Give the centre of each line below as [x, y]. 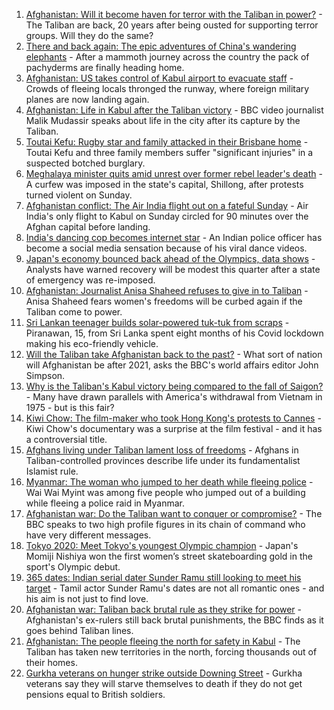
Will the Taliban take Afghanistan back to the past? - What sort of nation [174, 354]
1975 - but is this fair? [70, 407]
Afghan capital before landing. [88, 227]
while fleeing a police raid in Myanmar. [105, 503]
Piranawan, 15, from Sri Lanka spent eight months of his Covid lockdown [174, 333]
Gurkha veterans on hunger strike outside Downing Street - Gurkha [164, 673]
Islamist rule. [52, 471]
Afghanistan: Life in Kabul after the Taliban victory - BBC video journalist [174, 110]
